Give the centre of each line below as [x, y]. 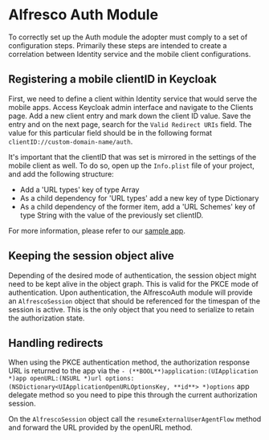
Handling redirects [56, 343]
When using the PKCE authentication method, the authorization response [129, 362]
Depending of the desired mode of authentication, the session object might [132, 275]
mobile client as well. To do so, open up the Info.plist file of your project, [131, 165]
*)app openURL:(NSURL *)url [55, 379]
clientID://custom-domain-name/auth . [71, 141]
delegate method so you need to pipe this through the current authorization [133, 395]
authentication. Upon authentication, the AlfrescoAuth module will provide [130, 292]
